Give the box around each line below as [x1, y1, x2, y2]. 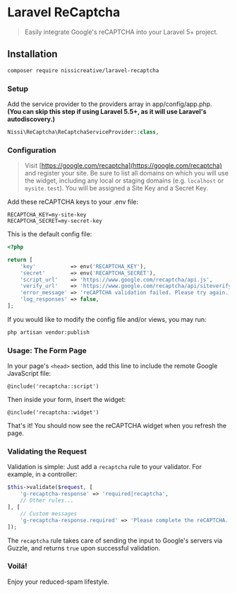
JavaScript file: [7, 369, 51, 378]
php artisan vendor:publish [7, 328, 90, 336]
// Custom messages [20, 510, 78, 517]
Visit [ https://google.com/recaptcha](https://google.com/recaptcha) [24, 161, 222, 170]
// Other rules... [20, 497, 74, 505]
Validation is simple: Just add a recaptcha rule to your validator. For [7, 463, 202, 471]
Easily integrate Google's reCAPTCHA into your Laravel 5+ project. [24, 28, 219, 36]
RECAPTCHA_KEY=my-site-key [7, 212, 87, 219]
